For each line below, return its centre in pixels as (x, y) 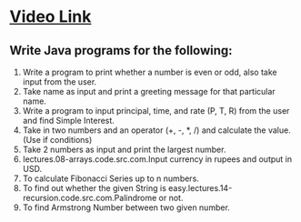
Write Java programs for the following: (121, 50)
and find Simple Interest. (69, 121)
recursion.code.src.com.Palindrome (90, 198)
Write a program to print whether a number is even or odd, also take (150, 72)
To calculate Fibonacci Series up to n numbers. (111, 178)
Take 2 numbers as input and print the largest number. (124, 149)
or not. (171, 198)
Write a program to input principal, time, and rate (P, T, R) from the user (156, 111)
